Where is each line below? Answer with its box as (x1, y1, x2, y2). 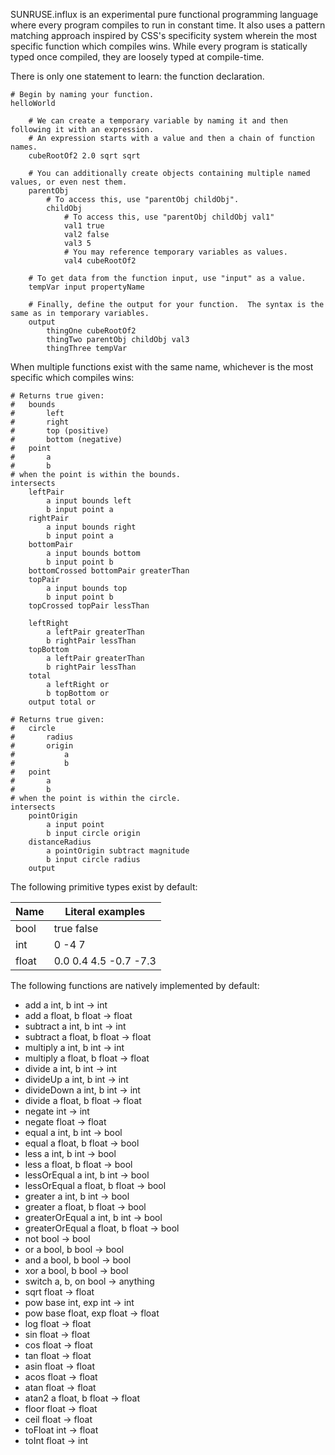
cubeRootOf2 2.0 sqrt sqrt (28, 151, 141, 161)
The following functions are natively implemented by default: (10, 980, 260, 991)
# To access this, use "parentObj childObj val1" (63, 212, 275, 222)
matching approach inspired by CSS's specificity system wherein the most (10, 30, 318, 41)
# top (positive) (10, 426, 110, 436)
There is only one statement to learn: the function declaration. (10, 70, 265, 82)
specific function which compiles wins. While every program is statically (10, 40, 308, 52)
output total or (28, 697, 97, 707)
